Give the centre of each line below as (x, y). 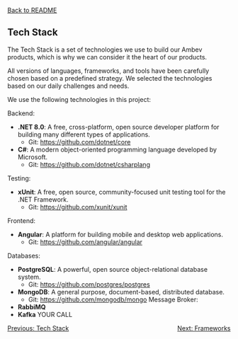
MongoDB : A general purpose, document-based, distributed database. (121, 292)
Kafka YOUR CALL (45, 314)
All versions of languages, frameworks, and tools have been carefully (108, 71)
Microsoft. (33, 157)
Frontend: (22, 220)
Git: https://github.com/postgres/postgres (89, 284)
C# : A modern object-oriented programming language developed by (117, 149)
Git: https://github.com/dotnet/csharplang (89, 164)
